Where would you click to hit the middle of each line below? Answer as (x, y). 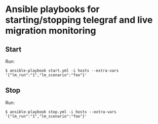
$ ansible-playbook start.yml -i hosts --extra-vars (62, 71)
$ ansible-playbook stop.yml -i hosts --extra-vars (61, 112)
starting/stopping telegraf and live (79, 20)
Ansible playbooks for (52, 9)
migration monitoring (51, 31)
